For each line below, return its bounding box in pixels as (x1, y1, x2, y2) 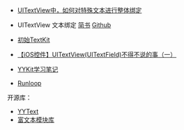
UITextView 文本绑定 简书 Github (17, 21, 112, 29)
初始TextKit (17, 35, 50, 44)
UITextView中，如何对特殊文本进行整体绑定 (17, 6, 142, 14)
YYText (17, 107, 39, 115)
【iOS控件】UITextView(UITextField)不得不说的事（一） (17, 51, 177, 58)
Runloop (17, 79, 42, 87)
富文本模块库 (17, 115, 54, 124)
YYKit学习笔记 (17, 65, 59, 73)
